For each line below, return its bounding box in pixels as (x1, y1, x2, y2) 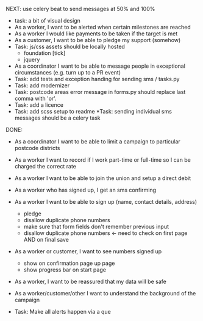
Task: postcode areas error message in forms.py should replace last (14, 88, 186, 95)
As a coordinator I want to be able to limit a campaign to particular (14, 138, 180, 145)
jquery (23, 56, 40, 63)
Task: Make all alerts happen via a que (14, 308, 111, 315)
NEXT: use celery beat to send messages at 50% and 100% (5, 5, 155, 12)
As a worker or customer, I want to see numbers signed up (14, 248, 162, 255)
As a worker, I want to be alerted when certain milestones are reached (14, 24, 191, 31)
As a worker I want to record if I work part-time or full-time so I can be (14, 156, 191, 164)
